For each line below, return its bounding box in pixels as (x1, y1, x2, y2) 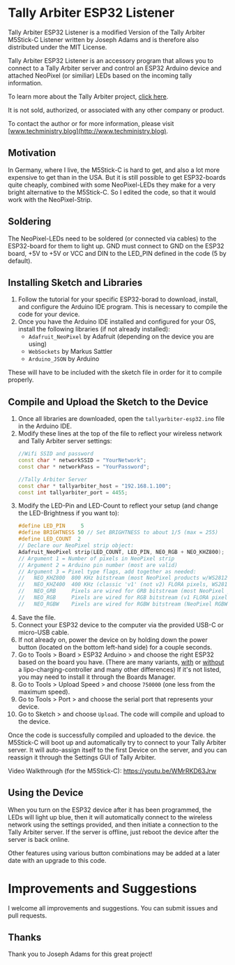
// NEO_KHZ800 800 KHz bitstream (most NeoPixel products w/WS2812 (17, 575, 228, 582)
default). (8, 257, 33, 265)
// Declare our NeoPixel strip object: (17, 542, 135, 550)
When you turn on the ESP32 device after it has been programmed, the (8, 806, 212, 814)
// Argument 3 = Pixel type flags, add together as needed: (17, 568, 197, 575)
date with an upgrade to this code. (8, 856, 107, 864)
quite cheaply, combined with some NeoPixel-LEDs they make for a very (8, 180, 215, 189)
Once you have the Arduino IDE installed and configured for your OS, (17, 317, 216, 326)
